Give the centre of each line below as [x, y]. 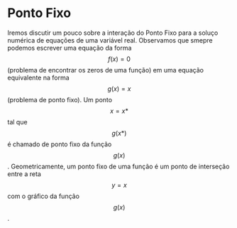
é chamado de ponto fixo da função [60, 144]
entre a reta [24, 174]
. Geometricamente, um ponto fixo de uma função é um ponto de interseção [118, 166]
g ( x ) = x [119, 88]
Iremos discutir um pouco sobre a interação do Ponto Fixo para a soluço [113, 33]
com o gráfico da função [44, 196]
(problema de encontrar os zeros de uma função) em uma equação [106, 70]
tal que [17, 121]
